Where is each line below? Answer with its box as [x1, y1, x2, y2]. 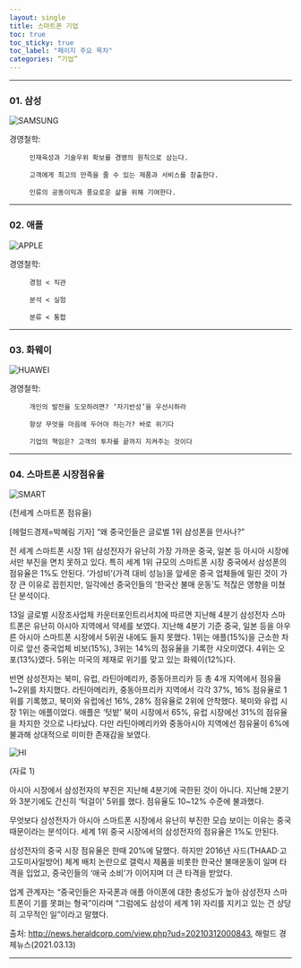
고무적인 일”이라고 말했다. [18, 909, 109, 920]
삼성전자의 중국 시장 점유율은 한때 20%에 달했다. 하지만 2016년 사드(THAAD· [9, 845, 280, 856]
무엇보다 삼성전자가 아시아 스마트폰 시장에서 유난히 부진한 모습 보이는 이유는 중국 [9, 815, 292, 825]
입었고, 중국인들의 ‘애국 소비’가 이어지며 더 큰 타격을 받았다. [25, 868, 233, 878]
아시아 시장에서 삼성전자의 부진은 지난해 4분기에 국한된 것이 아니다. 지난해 [9, 785, 268, 796]
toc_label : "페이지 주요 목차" [9, 47, 113, 56]
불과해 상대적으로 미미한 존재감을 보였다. [9, 730, 150, 740]
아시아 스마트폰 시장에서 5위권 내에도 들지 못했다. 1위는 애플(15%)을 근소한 [18, 632, 279, 643]
